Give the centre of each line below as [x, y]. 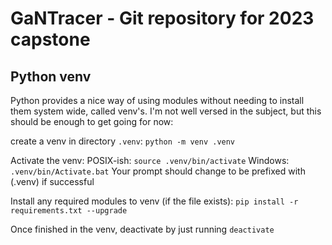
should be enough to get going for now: [92, 121]
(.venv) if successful [52, 181]
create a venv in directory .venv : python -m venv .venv [123, 141]
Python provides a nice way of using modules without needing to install [157, 100]
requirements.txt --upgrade [69, 211]
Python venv [51, 76]
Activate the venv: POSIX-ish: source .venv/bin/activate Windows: [150, 160]
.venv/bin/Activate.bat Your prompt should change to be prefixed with [158, 171]
